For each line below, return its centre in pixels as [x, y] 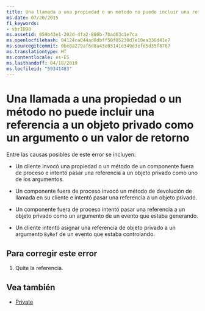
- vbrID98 [19, 29]
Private [24, 302]
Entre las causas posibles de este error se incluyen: [71, 155]
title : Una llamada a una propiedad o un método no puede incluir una [98, 12]
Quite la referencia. [39, 268]
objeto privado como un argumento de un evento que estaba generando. [106, 216]
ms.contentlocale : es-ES [38, 57]
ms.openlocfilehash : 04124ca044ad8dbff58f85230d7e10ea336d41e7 [88, 40]
